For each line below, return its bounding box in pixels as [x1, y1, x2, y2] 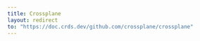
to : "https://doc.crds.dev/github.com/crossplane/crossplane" [7, 23, 194, 30]
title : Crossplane [7, 10, 61, 17]
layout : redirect [7, 17, 58, 24]
